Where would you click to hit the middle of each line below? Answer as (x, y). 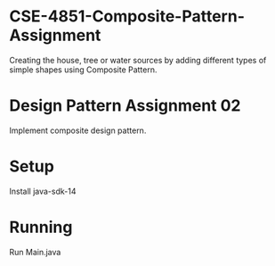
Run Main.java (35, 252)
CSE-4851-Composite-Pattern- (127, 17)
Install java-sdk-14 (43, 191)
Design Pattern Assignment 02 (125, 106)
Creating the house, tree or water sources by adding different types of (138, 60)
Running (41, 227)
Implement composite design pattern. (78, 130)
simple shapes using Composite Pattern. (83, 70)
